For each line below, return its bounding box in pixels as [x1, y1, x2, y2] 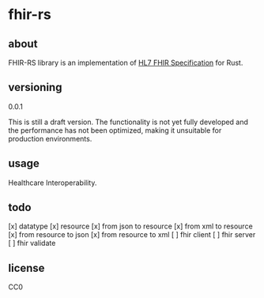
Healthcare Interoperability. [8, 178, 97, 187]
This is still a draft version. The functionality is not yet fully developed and [8, 117, 249, 126]
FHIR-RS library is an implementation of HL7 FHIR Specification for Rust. [8, 58, 243, 67]
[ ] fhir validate [8, 239, 56, 248]
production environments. [8, 134, 92, 143]
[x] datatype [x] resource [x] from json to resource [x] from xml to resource [8, 221, 253, 231]
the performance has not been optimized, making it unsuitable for [8, 125, 222, 135]
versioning [8, 81, 62, 94]
